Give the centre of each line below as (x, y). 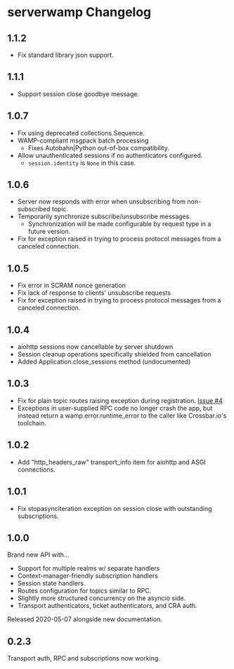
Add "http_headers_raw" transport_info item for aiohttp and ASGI (111, 462)
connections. (36, 469)
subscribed (34, 209)
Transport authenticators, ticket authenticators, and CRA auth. (108, 606)
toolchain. (32, 423)
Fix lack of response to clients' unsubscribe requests (94, 293)
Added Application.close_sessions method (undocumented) (104, 362)
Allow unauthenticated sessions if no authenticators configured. (110, 155)
